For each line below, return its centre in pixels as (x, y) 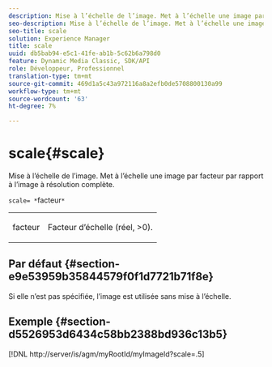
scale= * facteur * (37, 200)
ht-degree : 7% (32, 106)
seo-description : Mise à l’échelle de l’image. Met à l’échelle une (126, 23)
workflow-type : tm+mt (45, 91)
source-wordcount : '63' (49, 99)
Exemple (31, 322)
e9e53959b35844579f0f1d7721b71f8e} (111, 277)
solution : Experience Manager (59, 38)
